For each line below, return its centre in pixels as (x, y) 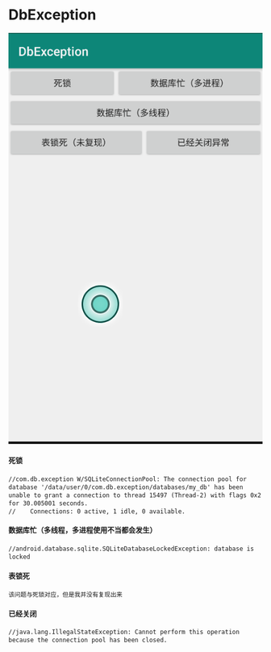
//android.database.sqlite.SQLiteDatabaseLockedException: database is (131, 549)
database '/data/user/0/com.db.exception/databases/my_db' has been (126, 487)
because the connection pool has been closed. (88, 640)
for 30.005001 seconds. (48, 503)
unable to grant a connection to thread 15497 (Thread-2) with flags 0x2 (135, 495)
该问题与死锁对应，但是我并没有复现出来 (65, 595)
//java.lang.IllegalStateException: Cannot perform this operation (124, 632)
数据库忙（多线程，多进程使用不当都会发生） (83, 530)
